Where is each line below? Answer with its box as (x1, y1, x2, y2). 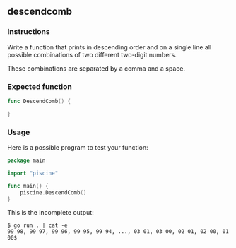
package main (7, 157, 46, 165)
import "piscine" (7, 170, 59, 177)
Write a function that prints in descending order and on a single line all (7, 42, 212, 52)
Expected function (7, 81, 73, 91)
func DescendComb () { (7, 98, 71, 105)
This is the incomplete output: (7, 208, 94, 217)
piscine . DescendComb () (20, 189, 87, 196)
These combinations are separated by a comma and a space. (7, 64, 186, 73)
